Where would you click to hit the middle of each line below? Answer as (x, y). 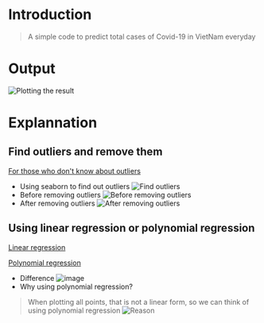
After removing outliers (57, 203)
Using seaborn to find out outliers (75, 186)
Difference (37, 278)
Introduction (50, 15)
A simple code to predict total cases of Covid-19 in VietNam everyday (142, 37)
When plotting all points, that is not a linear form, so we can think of (138, 302)
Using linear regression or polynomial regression (132, 228)
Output (32, 69)
